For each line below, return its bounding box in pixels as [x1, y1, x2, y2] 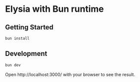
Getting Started [5, 23, 54, 31]
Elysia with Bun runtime [5, 3, 105, 15]
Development [5, 50, 48, 58]
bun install [5, 36, 30, 41]
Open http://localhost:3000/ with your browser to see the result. [5, 71, 136, 77]
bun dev [5, 62, 21, 67]
